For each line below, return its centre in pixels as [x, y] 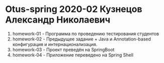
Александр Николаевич [58, 20]
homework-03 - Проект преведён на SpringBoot [63, 49]
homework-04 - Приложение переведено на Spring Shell [73, 55]
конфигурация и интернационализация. [55, 44]
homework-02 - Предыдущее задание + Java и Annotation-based [82, 39]
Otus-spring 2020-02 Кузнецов [74, 9]
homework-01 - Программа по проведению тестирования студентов [86, 33]
